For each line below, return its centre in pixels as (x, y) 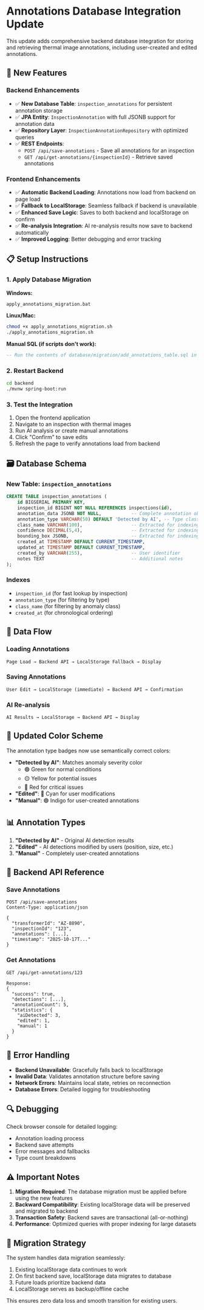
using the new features (44, 1198)
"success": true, (34, 994)
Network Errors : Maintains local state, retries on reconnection (93, 1083)
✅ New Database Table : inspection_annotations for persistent (93, 103)
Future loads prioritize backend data (60, 1282)
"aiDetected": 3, (39, 1015)
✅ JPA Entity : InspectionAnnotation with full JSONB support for (95, 117)
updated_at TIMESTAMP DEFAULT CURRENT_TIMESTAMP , (81, 548)
